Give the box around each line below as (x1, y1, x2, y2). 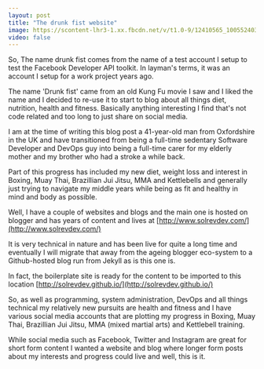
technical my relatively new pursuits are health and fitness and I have (8, 303, 232, 312)
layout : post (8, 11, 51, 20)
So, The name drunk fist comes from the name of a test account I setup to (8, 55, 247, 64)
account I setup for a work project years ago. (8, 71, 155, 81)
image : (8, 26, 30, 34)
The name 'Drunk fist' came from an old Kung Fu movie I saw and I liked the (8, 87, 254, 97)
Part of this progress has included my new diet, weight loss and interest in (8, 167, 247, 177)
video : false (8, 33, 51, 42)
